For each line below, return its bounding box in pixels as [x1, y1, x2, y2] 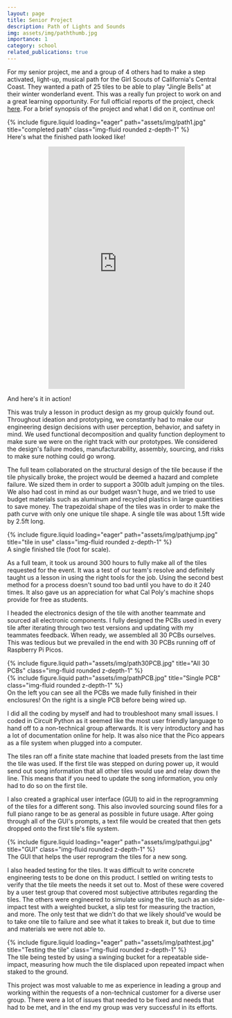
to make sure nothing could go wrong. [7, 452, 116, 461]
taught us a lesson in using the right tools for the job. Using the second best [7, 573, 224, 582]
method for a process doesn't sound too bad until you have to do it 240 [7, 580, 211, 589]
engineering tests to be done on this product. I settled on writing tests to [7, 873, 213, 882]
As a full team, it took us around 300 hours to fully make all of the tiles [7, 558, 207, 566]
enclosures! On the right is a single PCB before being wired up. [7, 695, 187, 704]
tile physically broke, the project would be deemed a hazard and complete [7, 472, 219, 481]
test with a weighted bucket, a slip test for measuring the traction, [28, 902, 216, 911]
